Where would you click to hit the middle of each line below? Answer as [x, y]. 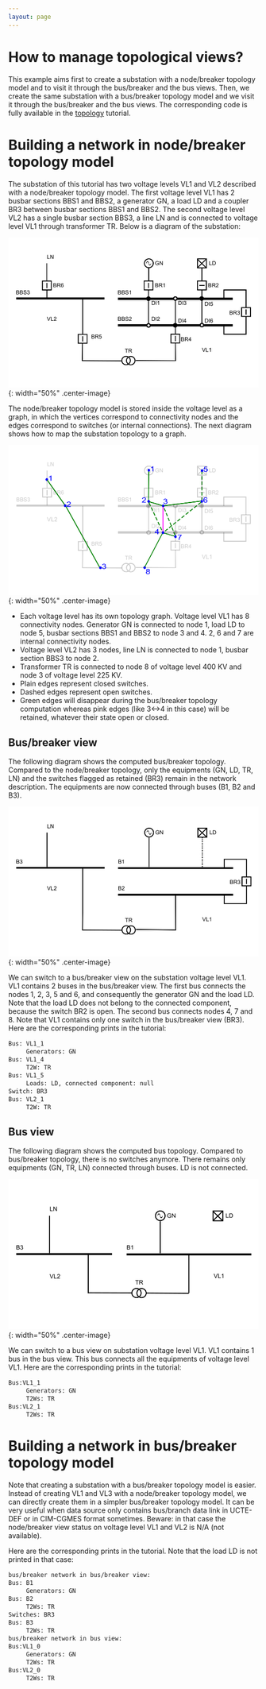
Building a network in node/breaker [127, 145]
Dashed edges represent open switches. [86, 692]
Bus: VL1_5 [26, 1076]
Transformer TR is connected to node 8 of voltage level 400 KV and [131, 667]
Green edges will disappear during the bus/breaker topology [119, 701]
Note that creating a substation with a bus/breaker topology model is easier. [132, 1485]
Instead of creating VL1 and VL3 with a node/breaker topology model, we [127, 1493]
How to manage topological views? [126, 57]
